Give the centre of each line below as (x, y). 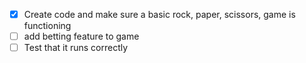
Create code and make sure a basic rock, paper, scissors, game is (159, 14)
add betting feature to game (81, 36)
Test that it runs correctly (76, 48)
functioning (47, 26)
